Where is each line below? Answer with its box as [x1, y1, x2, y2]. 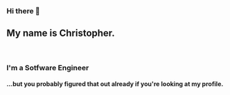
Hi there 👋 [6, 6, 41, 16]
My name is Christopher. [6, 28, 115, 39]
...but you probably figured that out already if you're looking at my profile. [6, 80, 224, 88]
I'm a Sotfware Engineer [6, 63, 89, 72]
